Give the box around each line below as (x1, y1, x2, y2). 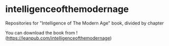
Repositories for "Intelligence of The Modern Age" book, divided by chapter (5, 20, 164, 26)
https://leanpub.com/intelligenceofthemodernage (7, 35, 110, 41)
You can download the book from (5, 29, 75, 35)
